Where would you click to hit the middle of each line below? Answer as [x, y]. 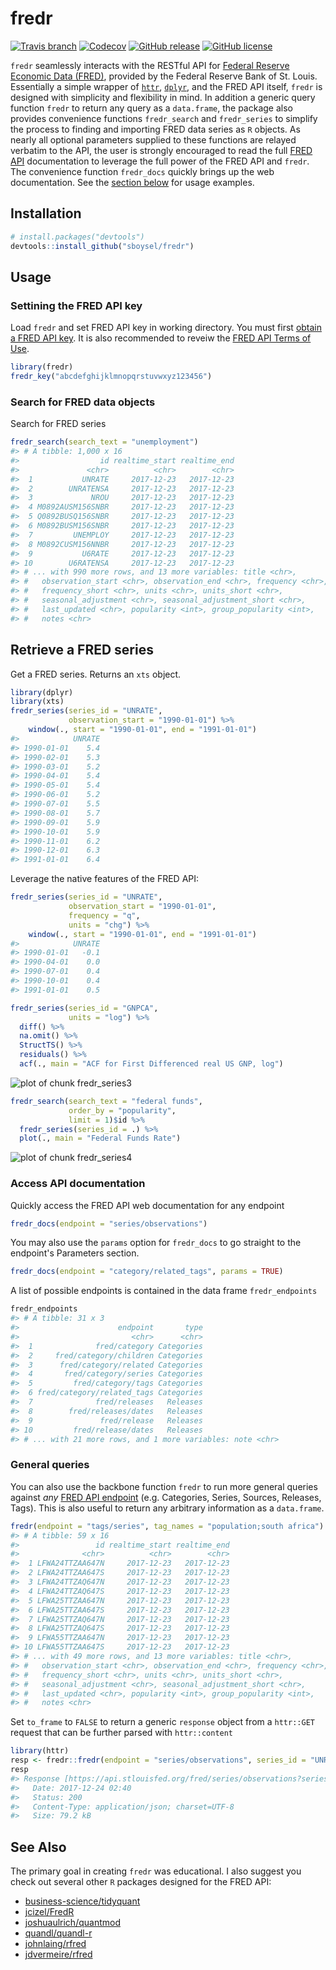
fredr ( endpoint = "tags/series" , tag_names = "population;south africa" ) [167, 1526]
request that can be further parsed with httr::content [122, 1733]
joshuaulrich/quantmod [72, 1923]
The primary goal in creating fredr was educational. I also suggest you [156, 1871]
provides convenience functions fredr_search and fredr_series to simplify [164, 118]
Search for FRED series [58, 424]
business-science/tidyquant [82, 1901]
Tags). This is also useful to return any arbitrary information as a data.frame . [167, 1508]
